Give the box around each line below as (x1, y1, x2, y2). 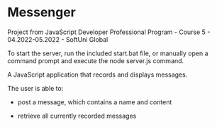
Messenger (7, 4, 77, 21)
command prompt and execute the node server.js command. (7, 56, 184, 65)
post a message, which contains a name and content (17, 97, 172, 106)
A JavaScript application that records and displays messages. (7, 70, 188, 79)
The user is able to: (7, 84, 64, 92)
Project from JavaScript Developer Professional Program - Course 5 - (7, 28, 211, 36)
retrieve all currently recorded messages (17, 111, 137, 120)
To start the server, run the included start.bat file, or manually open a (7, 49, 208, 57)
